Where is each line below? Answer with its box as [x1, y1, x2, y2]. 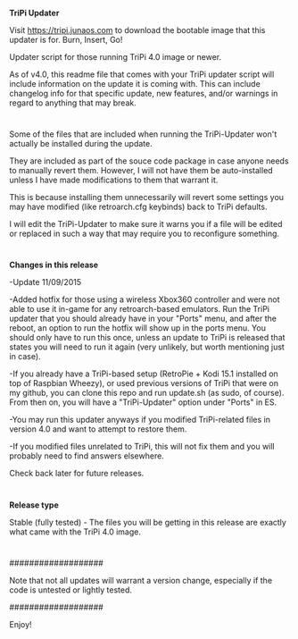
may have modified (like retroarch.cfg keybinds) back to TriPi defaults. [9, 201, 268, 213]
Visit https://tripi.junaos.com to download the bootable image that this [9, 25, 266, 35]
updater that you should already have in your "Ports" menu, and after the [9, 313, 277, 324]
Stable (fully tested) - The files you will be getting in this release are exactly [9, 517, 287, 527]
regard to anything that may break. [9, 97, 137, 108]
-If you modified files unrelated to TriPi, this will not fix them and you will [9, 441, 275, 452]
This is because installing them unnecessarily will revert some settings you [9, 192, 284, 203]
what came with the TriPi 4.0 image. [9, 526, 141, 537]
